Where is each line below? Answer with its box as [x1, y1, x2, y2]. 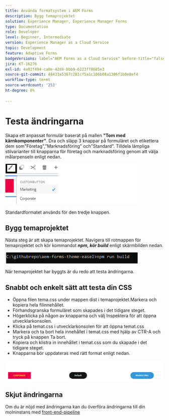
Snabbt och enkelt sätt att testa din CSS [5, 283, 132, 292]
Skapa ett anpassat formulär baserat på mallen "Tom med [5, 132, 126, 138]
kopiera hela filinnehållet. [12, 302, 65, 308]
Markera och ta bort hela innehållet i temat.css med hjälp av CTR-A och [12, 329, 161, 335]
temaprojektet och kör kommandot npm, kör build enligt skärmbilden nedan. [5, 243, 163, 249]
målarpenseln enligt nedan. [5, 154, 62, 160]
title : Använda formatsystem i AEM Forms [5, 8, 94, 13]
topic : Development [5, 45, 46, 50]
